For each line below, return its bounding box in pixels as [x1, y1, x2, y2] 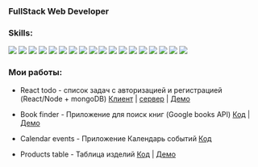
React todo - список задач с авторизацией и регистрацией [19, 85, 223, 94]
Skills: [8, 27, 34, 38]
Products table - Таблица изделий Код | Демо [19, 149, 176, 159]
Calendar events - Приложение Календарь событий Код [19, 133, 212, 143]
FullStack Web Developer [8, 6, 110, 17]
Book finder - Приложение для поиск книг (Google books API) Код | [19, 109, 251, 119]
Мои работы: [8, 67, 63, 78]
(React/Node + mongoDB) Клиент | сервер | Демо [19, 94, 191, 103]
